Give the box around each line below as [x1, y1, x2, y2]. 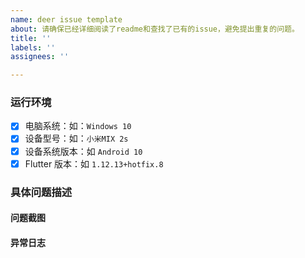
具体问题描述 [10, 185, 73, 199]
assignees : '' [10, 52, 70, 62]
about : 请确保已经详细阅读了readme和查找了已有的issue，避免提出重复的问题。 [10, 24, 300, 34]
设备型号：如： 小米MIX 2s [24, 132, 129, 145]
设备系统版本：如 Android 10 [24, 145, 143, 157]
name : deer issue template [10, 14, 123, 25]
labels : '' [10, 42, 56, 53]
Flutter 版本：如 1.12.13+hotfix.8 [24, 157, 164, 170]
